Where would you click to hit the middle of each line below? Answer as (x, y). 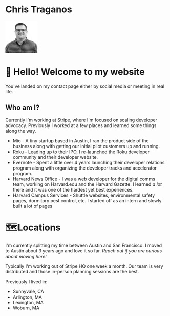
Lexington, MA (28, 302)
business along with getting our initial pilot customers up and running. (86, 146)
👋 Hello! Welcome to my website (75, 72)
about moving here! (26, 256)
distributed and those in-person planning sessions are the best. (72, 271)
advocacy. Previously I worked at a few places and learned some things (81, 125)
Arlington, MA (27, 297)
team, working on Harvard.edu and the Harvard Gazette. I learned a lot (87, 184)
